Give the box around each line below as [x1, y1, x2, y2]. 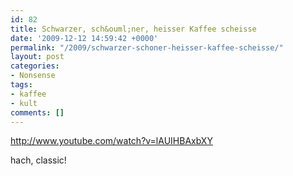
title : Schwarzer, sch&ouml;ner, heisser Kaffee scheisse [10, 24, 257, 34]
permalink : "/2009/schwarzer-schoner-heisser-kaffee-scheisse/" [10, 42, 284, 53]
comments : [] [10, 107, 65, 118]
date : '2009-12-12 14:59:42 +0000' [10, 33, 159, 43]
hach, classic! [10, 154, 67, 166]
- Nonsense [10, 71, 56, 81]
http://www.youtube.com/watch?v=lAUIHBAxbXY [10, 135, 213, 147]
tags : [10, 80, 33, 90]
